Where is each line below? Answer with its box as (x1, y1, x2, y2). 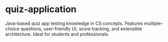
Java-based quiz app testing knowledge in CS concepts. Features (5, 20, 143, 26)
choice (5, 25, 20, 31)
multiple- (144, 20, 163, 26)
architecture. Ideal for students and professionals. (5, 31, 110, 37)
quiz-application (5, 4, 77, 15)
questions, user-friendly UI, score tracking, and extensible (20, 25, 142, 31)
